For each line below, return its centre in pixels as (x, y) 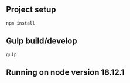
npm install (20, 23)
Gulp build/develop (42, 41)
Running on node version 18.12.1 (65, 72)
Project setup (31, 10)
